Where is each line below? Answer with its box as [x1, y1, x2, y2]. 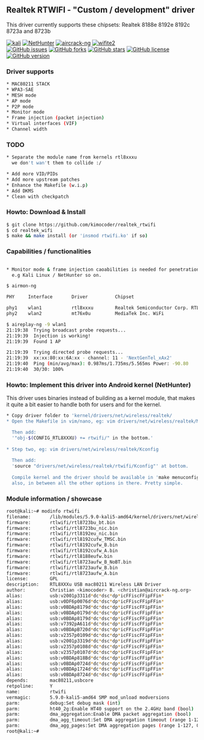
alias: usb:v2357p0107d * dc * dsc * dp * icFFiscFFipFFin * [6, 649, 165, 655]
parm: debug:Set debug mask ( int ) [6, 700, 121, 706]
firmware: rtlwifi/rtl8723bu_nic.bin [6, 525, 118, 531]
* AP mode [6, 98, 32, 104]
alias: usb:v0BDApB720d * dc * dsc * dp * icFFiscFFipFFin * [6, 626, 165, 633]
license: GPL [6, 576, 59, 582]
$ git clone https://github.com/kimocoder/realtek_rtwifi [6, 222, 156, 228]
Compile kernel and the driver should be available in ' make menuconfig [12, 474, 200, 480]
